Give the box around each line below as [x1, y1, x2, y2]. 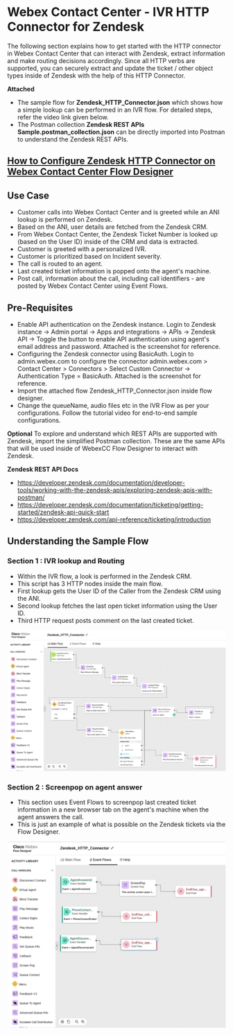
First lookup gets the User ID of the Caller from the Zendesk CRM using [17, 587, 221, 595]
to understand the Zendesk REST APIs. [17, 135, 128, 143]
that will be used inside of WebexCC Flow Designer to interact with [7, 444, 198, 452]
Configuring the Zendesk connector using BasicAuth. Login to [17, 350, 194, 358]
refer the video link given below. [17, 112, 109, 121]
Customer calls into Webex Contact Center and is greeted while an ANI [17, 208, 220, 216]
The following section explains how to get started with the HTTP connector [7, 42, 222, 50]
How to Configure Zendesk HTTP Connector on [7, 155, 216, 167]
